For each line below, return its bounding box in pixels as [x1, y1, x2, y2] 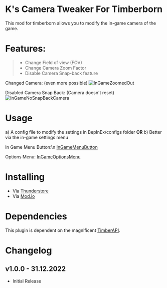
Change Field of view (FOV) [25, 59, 83, 66]
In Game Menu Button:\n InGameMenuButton [5, 144, 98, 150]
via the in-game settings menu [5, 134, 69, 140]
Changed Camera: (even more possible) [5, 80, 88, 86]
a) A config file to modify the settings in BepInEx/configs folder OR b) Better [5, 129, 162, 135]
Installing [5, 171, 45, 182]
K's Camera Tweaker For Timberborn [5, 4, 163, 15]
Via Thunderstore [12, 188, 49, 194]
